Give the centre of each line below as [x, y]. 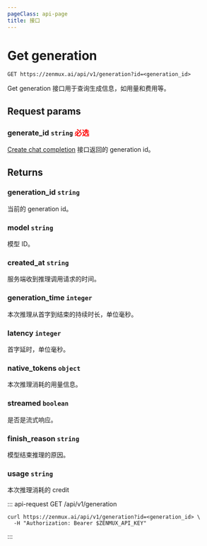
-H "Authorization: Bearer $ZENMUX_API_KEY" [80, 523]
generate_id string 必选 [48, 133]
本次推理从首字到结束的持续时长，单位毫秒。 [72, 314]
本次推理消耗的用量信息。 [45, 384]
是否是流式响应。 [32, 420]
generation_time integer [50, 298]
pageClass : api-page [38, 14]
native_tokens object [44, 368]
